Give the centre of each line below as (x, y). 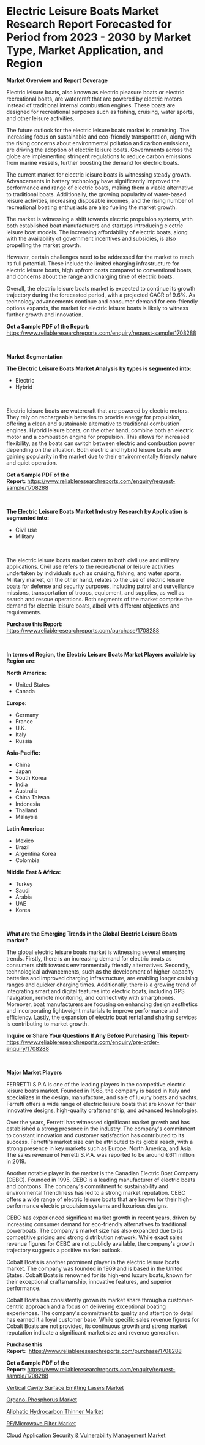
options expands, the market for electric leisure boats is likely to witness (97, 308)
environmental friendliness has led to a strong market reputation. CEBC (96, 1192)
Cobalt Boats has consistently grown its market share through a (86, 1300)
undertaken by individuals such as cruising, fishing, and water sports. (94, 573)
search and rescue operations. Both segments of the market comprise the (99, 599)
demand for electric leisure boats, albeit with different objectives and (93, 606)
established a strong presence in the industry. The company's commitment (101, 1129)
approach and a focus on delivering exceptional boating (96, 1306)
